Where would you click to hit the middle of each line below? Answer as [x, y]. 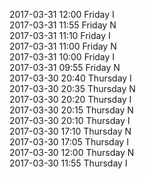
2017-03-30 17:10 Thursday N [70, 131]
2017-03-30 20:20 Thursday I [70, 99]
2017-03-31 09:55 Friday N [65, 67]
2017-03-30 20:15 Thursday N [71, 110]
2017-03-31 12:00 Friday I [62, 14]
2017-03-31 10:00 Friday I [62, 57]
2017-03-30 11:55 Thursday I [68, 163]
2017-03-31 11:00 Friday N [63, 46]
